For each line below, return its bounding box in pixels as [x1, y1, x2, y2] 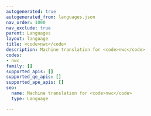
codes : [6, 52, 22, 58]
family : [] [6, 63, 33, 69]
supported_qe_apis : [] [6, 74, 61, 80]
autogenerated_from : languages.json [6, 14, 95, 20]
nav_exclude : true [6, 25, 51, 31]
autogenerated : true [6, 8, 57, 15]
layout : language [6, 36, 49, 42]
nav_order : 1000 [6, 19, 46, 25]
